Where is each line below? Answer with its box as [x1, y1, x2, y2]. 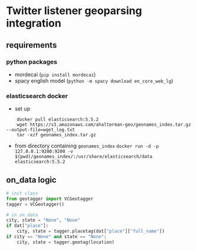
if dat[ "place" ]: [6, 223, 49, 229]
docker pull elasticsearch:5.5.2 [17, 116, 99, 123]
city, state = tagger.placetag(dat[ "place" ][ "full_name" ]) [17, 228, 165, 235]
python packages [6, 58, 58, 66]
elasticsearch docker [6, 92, 68, 100]
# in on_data [6, 212, 38, 218]
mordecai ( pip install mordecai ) [14, 71, 96, 78]
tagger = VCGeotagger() [6, 201, 65, 207]
